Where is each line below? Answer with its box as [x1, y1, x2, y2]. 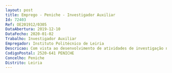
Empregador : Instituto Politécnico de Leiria [5, 41, 104, 46]
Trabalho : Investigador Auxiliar [5, 36, 77, 42]
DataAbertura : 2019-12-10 [5, 27, 60, 32]
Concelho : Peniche [5, 55, 45, 61]
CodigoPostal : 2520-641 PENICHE [5, 50, 74, 56]
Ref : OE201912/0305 [5, 22, 47, 27]
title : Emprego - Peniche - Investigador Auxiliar [5, 12, 116, 17]
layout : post [5, 7, 33, 13]
